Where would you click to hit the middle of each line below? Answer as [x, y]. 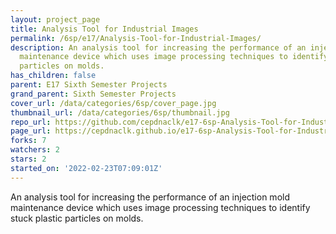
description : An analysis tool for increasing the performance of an [158, 47]
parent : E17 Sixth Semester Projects [89, 85]
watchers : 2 [35, 150]
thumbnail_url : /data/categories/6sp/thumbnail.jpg [120, 112]
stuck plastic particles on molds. [77, 218]
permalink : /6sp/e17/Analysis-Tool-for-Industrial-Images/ [136, 38]
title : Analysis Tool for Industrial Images [104, 29]
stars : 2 [28, 159]
